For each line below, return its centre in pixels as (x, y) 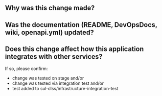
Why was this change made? (50, 8)
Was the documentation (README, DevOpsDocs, (81, 25)
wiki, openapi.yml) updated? (50, 32)
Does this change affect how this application (74, 49)
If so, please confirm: (26, 69)
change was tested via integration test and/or (58, 83)
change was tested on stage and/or (48, 78)
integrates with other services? (54, 57)
